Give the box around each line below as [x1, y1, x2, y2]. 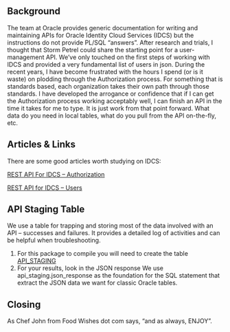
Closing [7, 298, 41, 310]
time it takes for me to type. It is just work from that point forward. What [7, 104, 210, 112]
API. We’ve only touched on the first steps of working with [45, 53, 211, 61]
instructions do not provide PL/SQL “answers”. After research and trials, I [7, 38, 214, 47]
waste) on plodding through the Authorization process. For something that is [7, 75, 223, 83]
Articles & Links [7, 139, 76, 151]
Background [7, 5, 60, 17]
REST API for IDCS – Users [7, 184, 82, 192]
